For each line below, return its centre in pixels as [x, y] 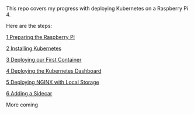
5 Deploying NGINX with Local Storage [53, 82]
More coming [22, 105]
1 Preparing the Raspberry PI [40, 37]
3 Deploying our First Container [44, 60]
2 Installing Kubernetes [34, 48]
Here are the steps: [29, 26]
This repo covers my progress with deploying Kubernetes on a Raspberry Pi [97, 8]
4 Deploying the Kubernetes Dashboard [54, 71]
